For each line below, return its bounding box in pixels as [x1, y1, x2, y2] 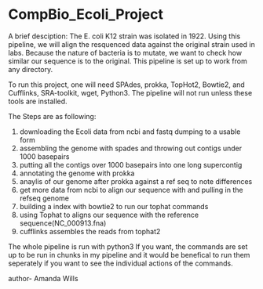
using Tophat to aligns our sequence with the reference [19, 210, 199, 219]
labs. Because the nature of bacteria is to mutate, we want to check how [8, 48, 242, 57]
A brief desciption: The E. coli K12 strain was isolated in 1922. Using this [8, 31, 241, 41]
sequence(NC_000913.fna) [19, 218, 107, 228]
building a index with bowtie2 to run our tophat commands [19, 201, 209, 211]
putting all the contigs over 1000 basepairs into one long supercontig [19, 160, 243, 169]
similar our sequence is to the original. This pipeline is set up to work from [8, 56, 247, 66]
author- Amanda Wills [8, 273, 79, 283]
